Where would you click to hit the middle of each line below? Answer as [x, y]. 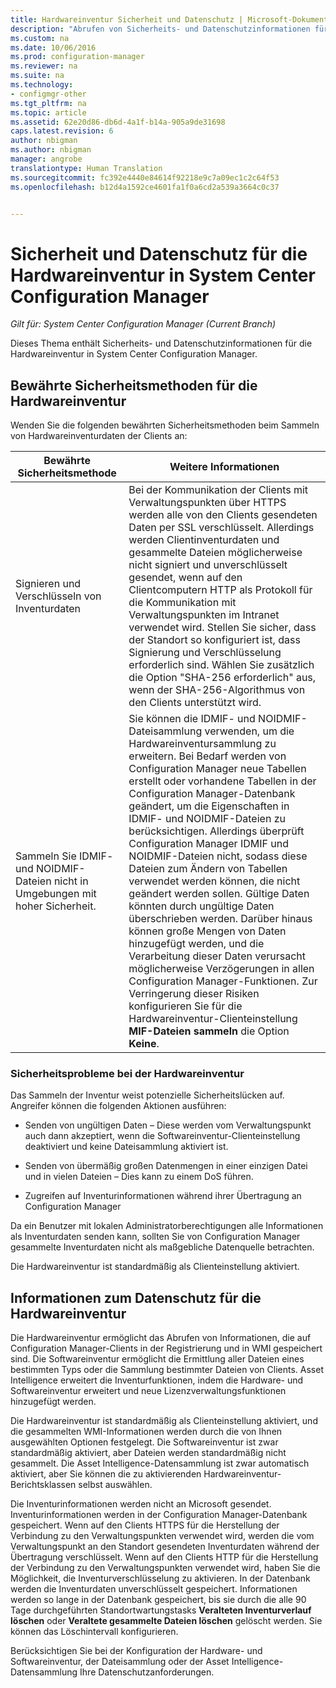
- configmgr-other [48, 94]
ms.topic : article [48, 112]
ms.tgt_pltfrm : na [48, 103]
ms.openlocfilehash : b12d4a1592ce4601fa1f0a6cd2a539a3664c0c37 [145, 187]
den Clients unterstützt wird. [195, 703]
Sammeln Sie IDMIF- [64, 856]
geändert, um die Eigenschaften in [209, 806]
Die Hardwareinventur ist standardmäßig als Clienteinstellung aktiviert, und [164, 1421]
